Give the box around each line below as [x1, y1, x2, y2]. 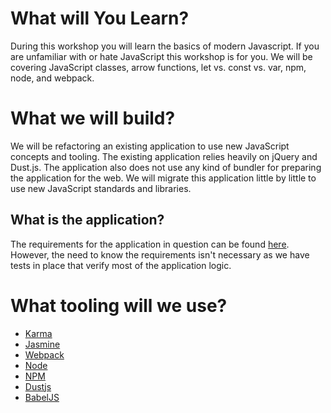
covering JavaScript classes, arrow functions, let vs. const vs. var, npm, [10, 61, 307, 73]
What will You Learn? [10, 7, 190, 30]
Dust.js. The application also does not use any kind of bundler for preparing [10, 161, 322, 173]
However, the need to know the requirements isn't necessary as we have [10, 248, 310, 261]
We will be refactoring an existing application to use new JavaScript [10, 140, 290, 152]
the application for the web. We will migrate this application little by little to [10, 172, 317, 184]
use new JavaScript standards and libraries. [10, 182, 192, 194]
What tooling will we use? [10, 294, 228, 317]
